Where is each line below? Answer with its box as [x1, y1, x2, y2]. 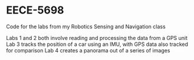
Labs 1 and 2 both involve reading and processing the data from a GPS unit [6, 34, 188, 41]
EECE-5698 [6, 4, 64, 17]
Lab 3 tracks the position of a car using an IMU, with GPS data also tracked [6, 41, 189, 48]
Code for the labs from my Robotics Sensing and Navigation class [6, 23, 166, 30]
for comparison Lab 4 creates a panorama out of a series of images [6, 46, 170, 54]
